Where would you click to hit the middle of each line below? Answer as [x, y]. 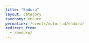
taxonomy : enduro [23, 19]
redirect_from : [21, 28]
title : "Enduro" [22, 10]
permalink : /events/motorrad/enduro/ [45, 23]
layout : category [23, 14]
